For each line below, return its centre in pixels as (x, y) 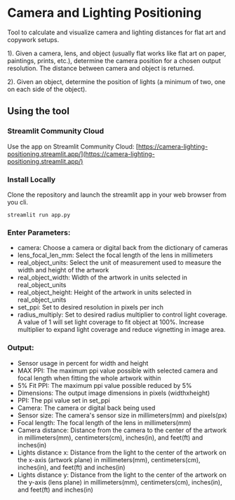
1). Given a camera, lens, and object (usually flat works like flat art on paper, (117, 53)
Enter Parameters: (39, 232)
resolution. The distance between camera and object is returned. (101, 68)
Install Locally (32, 179)
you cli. (18, 202)
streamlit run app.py (39, 215)
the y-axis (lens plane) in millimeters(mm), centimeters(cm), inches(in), (120, 482)
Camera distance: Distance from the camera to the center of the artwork (122, 430)
